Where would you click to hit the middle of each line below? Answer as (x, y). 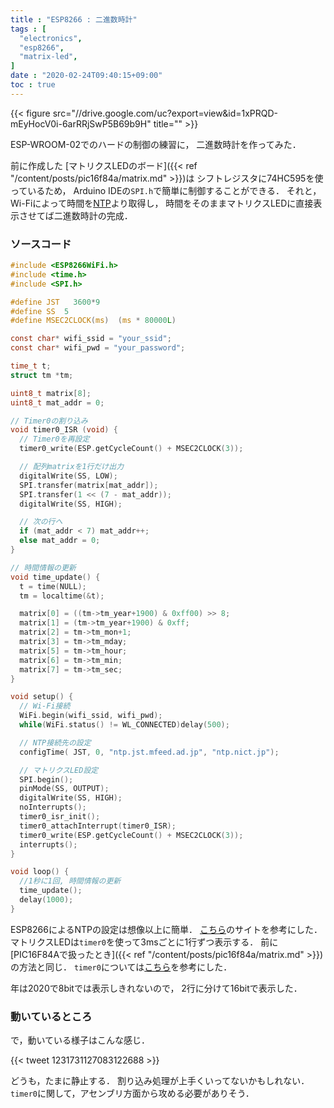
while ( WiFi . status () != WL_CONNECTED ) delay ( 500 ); (124, 725)
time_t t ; (31, 366)
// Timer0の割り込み (49, 421)
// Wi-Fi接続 (45, 706)
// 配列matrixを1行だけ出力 (72, 467)
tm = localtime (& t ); (62, 596)
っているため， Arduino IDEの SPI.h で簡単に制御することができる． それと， (166, 190)
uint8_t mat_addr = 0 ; (57, 402)
